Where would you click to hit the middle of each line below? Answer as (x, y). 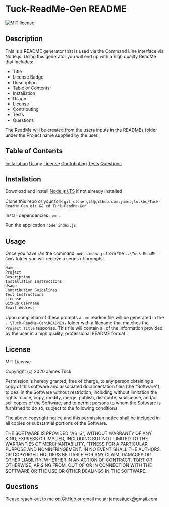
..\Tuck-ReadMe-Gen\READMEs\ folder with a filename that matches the (77, 323)
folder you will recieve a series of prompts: (60, 259)
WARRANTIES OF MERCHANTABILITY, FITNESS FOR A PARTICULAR (76, 444)
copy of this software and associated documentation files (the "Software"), (83, 386)
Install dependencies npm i (33, 215)
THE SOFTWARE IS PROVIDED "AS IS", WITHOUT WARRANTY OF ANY (79, 433)
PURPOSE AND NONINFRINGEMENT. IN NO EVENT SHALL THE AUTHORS (83, 449)
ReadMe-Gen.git (21, 206)
